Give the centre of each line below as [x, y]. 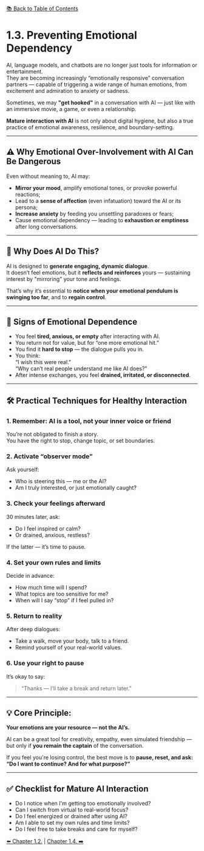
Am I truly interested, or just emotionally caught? [76, 488]
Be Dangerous [34, 162]
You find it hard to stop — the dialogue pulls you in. [79, 349]
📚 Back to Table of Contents [42, 8]
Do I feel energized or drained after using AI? [71, 816]
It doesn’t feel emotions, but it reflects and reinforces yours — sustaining [98, 273]
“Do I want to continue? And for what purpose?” [68, 764]
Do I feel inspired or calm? [48, 528]
